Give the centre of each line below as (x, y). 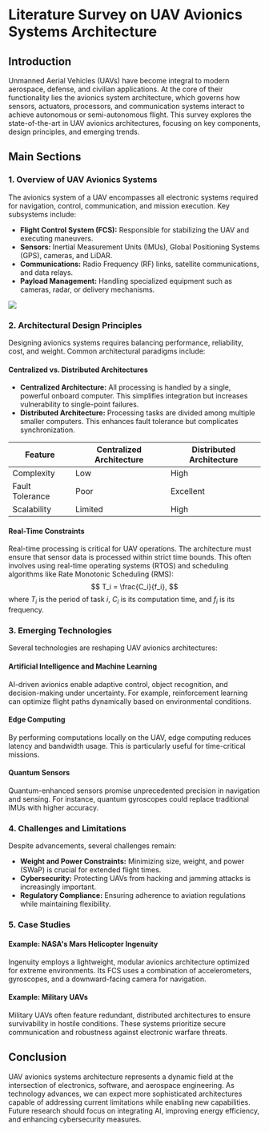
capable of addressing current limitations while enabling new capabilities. (129, 1102)
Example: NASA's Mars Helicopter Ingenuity (83, 944)
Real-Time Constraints (47, 531)
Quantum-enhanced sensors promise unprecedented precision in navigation (134, 790)
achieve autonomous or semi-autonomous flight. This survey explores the (130, 115)
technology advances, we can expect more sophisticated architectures (125, 1094)
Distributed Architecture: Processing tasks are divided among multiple (137, 413)
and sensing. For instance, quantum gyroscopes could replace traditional (129, 799)
